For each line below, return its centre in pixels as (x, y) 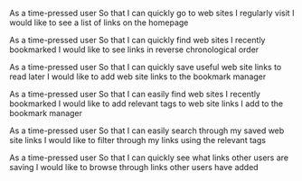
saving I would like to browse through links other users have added (134, 167)
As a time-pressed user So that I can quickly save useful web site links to (146, 67)
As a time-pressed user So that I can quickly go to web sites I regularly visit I (152, 13)
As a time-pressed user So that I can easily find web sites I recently (135, 94)
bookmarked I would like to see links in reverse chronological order (134, 50)
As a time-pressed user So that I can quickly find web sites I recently (137, 40)
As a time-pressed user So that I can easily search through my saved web (147, 131)
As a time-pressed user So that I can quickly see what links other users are (149, 158)
